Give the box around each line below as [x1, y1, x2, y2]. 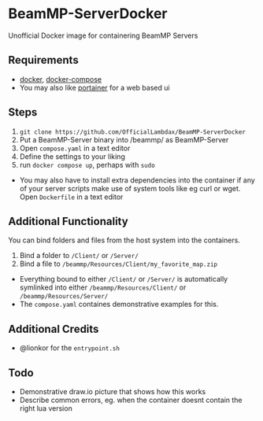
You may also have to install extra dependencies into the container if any [19, 175, 256, 185]
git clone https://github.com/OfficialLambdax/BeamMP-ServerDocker [19, 127, 246, 136]
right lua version [19, 404, 72, 413]
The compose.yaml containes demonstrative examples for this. [19, 300, 219, 309]
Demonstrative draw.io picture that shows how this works [19, 387, 206, 396]
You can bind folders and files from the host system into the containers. [8, 235, 240, 245]
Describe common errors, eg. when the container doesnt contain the [19, 395, 243, 404]
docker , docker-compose [19, 74, 102, 83]
